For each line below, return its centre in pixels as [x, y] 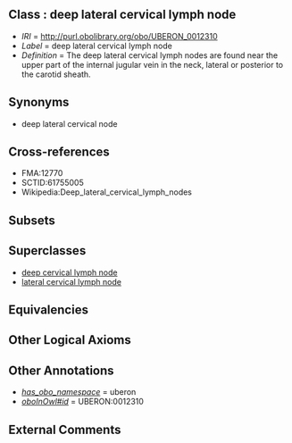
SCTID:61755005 [52, 183]
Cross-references [59, 152]
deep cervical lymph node [69, 272]
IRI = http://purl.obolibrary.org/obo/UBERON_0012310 [119, 36]
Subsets [32, 220]
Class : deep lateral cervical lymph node [122, 15]
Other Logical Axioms [70, 340]
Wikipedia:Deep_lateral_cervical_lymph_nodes [107, 192]
